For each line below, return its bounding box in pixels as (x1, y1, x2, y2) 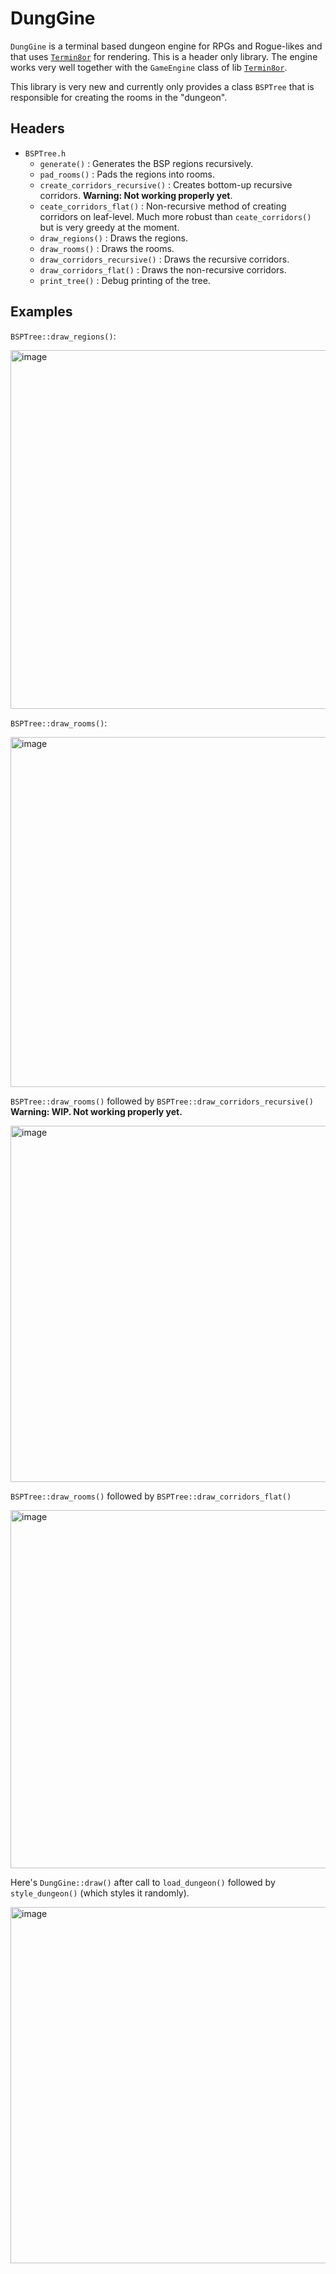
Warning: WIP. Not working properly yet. (10, 1105, 183, 1117)
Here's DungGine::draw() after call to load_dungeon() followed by (10, 1876, 276, 1888)
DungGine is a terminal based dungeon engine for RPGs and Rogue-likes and (10, 40, 323, 52)
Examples (10, 303, 73, 321)
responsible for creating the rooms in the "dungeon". (10, 91, 228, 103)
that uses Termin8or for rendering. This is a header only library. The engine (10, 50, 318, 62)
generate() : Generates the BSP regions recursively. (39, 157, 254, 169)
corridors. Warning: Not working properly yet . (39, 189, 233, 201)
